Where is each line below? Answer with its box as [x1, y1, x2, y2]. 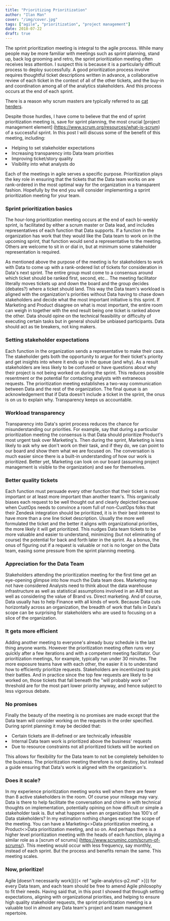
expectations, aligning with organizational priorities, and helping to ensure [5, 894, 160, 900]
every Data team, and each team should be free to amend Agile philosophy [5, 883, 162, 889]
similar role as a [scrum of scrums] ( [5, 837, 81, 843]
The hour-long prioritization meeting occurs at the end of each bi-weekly [5, 217, 158, 223]
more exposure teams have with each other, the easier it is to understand [5, 661, 158, 667]
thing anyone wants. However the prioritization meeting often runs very [5, 644, 154, 651]
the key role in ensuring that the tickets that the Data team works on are [5, 176, 155, 182]
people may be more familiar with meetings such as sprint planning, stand [5, 50, 160, 56]
